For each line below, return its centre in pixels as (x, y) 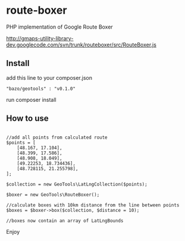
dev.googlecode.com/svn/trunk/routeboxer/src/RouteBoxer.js (81, 45)
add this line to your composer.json (49, 77)
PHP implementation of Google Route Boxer (59, 27)
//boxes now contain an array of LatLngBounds (65, 221)
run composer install (31, 99)
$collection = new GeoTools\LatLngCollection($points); (77, 184)
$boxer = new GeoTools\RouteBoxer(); (53, 195)
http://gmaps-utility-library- (40, 38)
